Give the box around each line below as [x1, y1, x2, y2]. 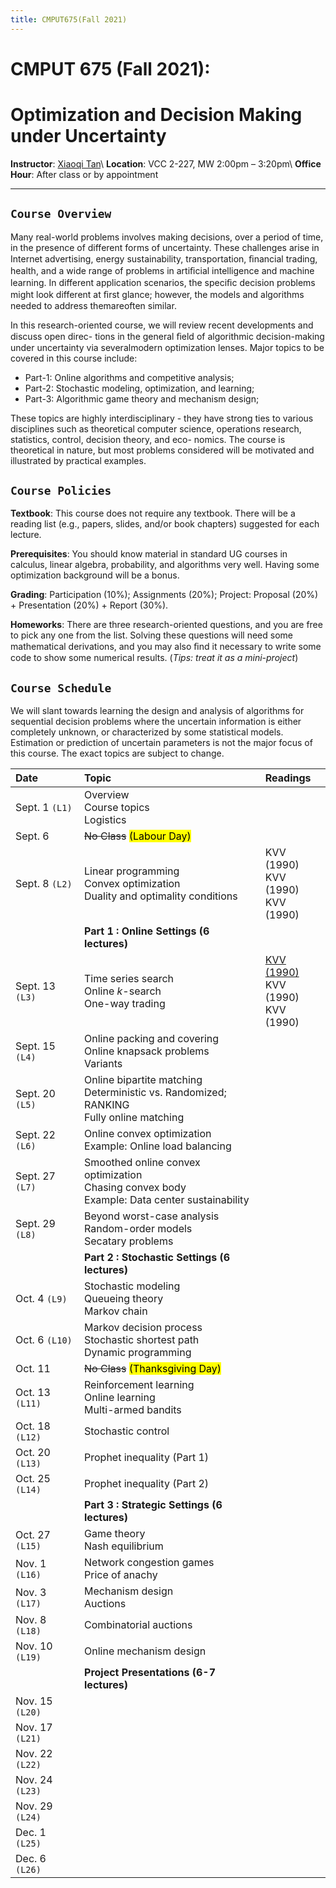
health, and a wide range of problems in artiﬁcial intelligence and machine [10, 264, 315, 276]
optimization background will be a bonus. [10, 569, 180, 581]
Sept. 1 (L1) [15, 801, 73, 815]
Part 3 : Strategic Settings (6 [84, 1498, 223, 1512]
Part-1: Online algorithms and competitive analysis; [24, 371, 235, 383]
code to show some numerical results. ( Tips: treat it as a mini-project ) [10, 652, 299, 664]
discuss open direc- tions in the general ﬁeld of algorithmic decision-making [10, 330, 325, 342]
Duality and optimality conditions [84, 889, 238, 903]
